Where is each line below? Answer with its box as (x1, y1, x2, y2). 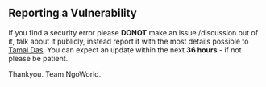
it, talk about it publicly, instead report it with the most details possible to (8, 36, 249, 46)
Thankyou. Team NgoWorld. (8, 68, 102, 79)
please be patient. (8, 53, 69, 63)
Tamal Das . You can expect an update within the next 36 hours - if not (8, 44, 242, 55)
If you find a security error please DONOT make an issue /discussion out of (8, 27, 259, 37)
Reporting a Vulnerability (8, 6, 137, 20)
